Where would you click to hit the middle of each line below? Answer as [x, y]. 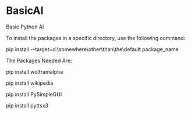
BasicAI [25, 11]
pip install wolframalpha [35, 71]
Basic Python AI [25, 27]
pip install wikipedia [30, 83]
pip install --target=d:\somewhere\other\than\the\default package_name [93, 49]
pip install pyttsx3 [27, 105]
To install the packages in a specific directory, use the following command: [95, 38]
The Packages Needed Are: [39, 60]
